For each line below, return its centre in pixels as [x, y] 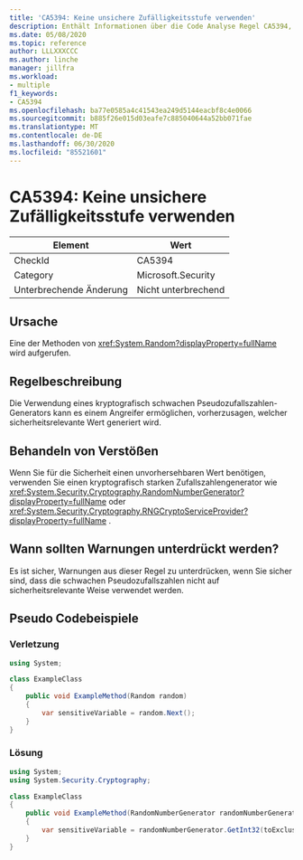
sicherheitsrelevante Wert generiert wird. [86, 422]
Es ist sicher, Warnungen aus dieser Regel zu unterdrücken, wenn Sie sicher [151, 571]
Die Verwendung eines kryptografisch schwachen [102, 403]
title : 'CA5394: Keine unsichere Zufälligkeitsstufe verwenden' [133, 18]
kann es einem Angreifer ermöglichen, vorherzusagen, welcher [170, 413]
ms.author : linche [44, 60]
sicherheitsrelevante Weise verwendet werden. [96, 590]
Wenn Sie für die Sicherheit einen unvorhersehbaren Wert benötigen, [138, 473]
